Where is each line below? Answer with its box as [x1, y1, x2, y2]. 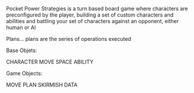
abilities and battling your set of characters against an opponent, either [6, 18, 179, 24]
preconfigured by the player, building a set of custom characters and [6, 11, 174, 18]
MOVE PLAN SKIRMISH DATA [6, 81, 78, 88]
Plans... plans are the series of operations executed [6, 36, 131, 42]
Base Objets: [6, 47, 37, 54]
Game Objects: [6, 70, 43, 76]
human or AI [6, 24, 36, 31]
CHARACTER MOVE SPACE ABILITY [6, 59, 93, 65]
